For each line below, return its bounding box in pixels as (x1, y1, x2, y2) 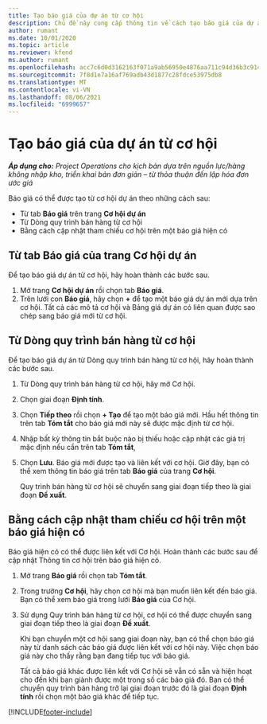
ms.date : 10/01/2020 (8, 33, 77, 42)
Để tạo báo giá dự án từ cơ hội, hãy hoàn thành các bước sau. (8, 270, 211, 280)
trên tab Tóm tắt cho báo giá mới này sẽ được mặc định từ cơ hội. (19, 418, 234, 428)
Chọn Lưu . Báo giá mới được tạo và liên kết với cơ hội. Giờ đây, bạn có (19, 457, 250, 467)
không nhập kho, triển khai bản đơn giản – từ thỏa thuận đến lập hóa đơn (8, 170, 249, 179)
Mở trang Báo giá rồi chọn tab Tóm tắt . (19, 570, 148, 580)
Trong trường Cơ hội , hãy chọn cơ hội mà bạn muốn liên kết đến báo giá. (19, 586, 257, 596)
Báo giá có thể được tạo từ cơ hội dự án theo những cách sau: (8, 194, 211, 203)
